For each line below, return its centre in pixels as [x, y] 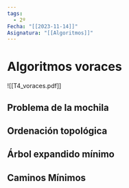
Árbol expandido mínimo [61, 155]
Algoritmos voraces [64, 67]
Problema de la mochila [58, 107]
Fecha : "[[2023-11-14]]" [43, 26]
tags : [15, 13]
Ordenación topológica [57, 130]
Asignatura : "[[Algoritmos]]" [50, 33]
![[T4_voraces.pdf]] [34, 86]
